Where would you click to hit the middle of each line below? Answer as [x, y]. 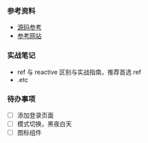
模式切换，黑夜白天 [44, 124]
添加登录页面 [35, 115]
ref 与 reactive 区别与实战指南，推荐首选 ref [79, 72]
